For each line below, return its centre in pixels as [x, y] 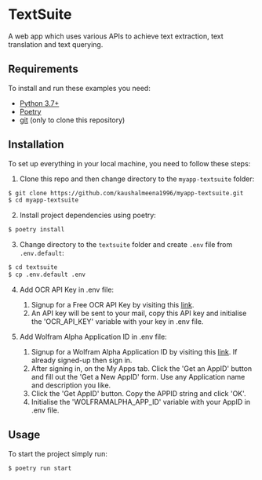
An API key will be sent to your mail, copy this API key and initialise [139, 313]
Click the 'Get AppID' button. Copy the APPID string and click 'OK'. [138, 393]
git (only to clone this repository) [72, 120]
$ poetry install [36, 230]
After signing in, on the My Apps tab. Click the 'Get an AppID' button [142, 368]
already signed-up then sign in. [82, 360]
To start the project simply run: [58, 453]
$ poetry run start [40, 468]
